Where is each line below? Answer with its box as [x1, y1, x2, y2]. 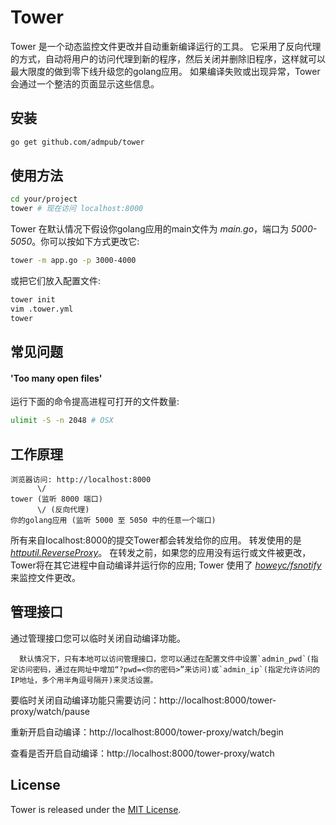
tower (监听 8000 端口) [10, 494, 103, 504]
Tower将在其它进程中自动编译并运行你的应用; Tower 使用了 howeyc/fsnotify [10, 559, 322, 571]
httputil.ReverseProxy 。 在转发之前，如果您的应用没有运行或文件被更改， [10, 546, 312, 558]
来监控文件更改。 [10, 571, 81, 583]
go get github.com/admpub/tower [10, 137, 145, 147]
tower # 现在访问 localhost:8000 [10, 204, 144, 214]
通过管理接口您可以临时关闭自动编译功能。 [10, 632, 186, 644]
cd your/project [10, 194, 78, 205]
